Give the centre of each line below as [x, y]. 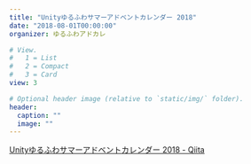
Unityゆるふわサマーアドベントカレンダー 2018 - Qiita [107, 150]
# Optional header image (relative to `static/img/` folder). [126, 98]
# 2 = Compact [39, 66]
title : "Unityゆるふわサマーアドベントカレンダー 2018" [103, 17]
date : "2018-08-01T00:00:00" [63, 26]
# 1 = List [33, 59]
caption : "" [39, 115]
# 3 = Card [33, 75]
